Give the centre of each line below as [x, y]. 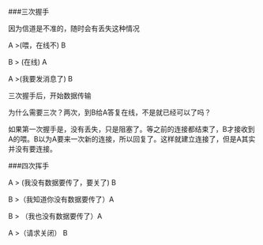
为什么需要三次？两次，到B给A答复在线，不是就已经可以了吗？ [110, 112]
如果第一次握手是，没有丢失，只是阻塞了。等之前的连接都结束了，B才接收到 [131, 129]
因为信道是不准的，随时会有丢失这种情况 [74, 28]
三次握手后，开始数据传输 [50, 96]
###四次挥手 [29, 166]
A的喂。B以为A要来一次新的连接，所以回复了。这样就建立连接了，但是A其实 [132, 139]
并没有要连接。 [32, 149]
